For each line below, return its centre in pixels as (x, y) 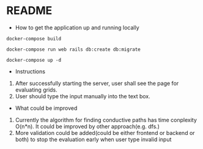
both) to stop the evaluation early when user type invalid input (93, 139)
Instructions (30, 71)
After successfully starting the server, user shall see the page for (97, 83)
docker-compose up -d (34, 60)
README (29, 11)
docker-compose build (34, 38)
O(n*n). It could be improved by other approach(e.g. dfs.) (87, 126)
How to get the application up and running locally (77, 27)
